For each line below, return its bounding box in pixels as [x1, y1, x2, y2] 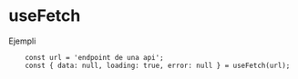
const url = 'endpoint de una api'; [25, 53, 165, 62]
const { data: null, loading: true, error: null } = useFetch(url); [25, 61, 291, 70]
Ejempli [8, 35, 36, 46]
